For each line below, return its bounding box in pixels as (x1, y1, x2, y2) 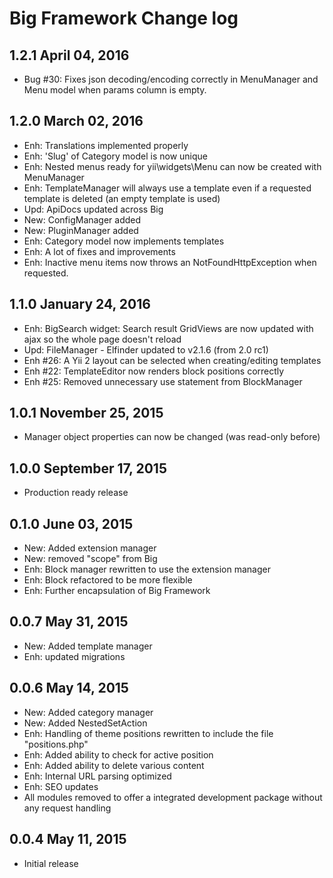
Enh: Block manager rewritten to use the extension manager (23, 563, 271, 576)
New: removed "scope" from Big (23, 553, 158, 565)
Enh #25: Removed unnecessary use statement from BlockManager (23, 375, 303, 387)
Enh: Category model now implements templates (23, 235, 225, 247)
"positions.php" (23, 738, 89, 750)
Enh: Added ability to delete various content (23, 759, 205, 771)
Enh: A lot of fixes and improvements (23, 245, 176, 257)
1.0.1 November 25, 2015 (9, 405, 164, 422)
